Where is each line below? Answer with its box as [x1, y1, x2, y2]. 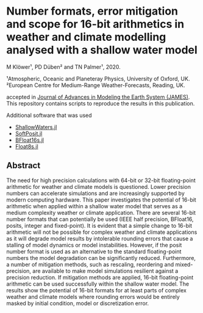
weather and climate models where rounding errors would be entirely [6, 293, 180, 300]
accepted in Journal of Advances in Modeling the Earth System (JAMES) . [6, 93, 190, 100]
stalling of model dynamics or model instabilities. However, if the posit [6, 241, 182, 248]
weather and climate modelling [6, 30, 166, 44]
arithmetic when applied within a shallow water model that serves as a [6, 202, 183, 209]
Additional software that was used [6, 111, 93, 119]
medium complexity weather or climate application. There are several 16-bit [6, 209, 196, 216]
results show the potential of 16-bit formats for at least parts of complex [6, 286, 187, 294]
